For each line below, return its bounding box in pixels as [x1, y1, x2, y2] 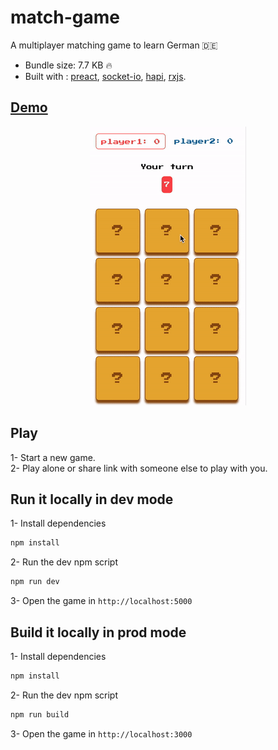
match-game [10, 6, 120, 29]
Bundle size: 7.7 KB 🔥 [24, 59, 113, 71]
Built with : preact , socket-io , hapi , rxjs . [24, 70, 187, 82]
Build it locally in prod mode [10, 624, 187, 641]
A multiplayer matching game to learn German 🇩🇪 [10, 39, 218, 51]
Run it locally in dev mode [10, 491, 174, 508]
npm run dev [10, 577, 60, 587]
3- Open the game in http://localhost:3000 [10, 727, 193, 740]
